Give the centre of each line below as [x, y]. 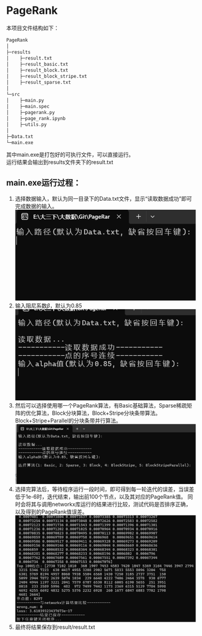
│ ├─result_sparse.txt [38, 82]
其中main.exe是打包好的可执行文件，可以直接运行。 [70, 154]
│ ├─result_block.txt [37, 70]
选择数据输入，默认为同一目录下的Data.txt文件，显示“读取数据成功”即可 [103, 198]
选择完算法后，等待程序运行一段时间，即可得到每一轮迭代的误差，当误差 [104, 490]
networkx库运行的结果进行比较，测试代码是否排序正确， [121, 505]
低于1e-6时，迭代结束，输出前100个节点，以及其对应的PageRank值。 [100, 497]
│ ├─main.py [25, 100]
